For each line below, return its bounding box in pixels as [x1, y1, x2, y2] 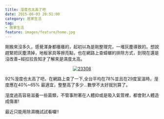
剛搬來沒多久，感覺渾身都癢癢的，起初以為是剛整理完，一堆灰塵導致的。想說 [5, 44, 159, 49]
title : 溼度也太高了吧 [5, 7, 46, 12]
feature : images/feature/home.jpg [5, 30, 76, 35]
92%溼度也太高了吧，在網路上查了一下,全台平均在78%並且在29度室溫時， [5, 76, 155, 81]
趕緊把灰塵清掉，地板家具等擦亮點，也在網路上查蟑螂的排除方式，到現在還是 [5, 50, 159, 56]
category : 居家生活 [5, 16, 42, 21]
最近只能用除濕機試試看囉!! [5, 109, 60, 115]
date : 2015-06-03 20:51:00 [5, 12, 60, 17]
